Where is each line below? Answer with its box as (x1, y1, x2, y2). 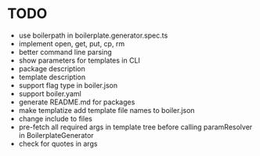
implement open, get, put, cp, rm (18, 38, 125, 48)
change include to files (18, 114, 93, 123)
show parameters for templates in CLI (18, 56, 140, 65)
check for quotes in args (18, 139, 98, 148)
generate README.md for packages (18, 97, 135, 107)
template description (18, 72, 86, 82)
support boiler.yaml (18, 89, 81, 98)
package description (18, 63, 85, 73)
